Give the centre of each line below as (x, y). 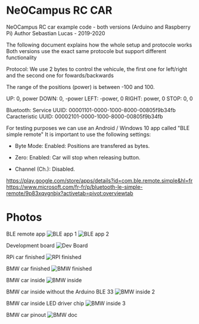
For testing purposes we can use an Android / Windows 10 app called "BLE (98, 128)
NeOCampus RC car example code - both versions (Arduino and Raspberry (98, 27)
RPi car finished (26, 257)
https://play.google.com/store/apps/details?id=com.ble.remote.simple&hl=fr (99, 180)
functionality (21, 57)
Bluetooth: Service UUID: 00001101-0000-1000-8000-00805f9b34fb (91, 110)
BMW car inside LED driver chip (45, 303)
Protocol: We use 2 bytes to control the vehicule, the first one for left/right (97, 69)
